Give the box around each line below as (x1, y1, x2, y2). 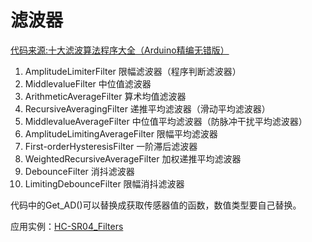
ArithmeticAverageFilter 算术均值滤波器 (24, 90, 187, 102)
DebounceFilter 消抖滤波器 (24, 165, 135, 177)
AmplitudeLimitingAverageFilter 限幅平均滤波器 (24, 127, 218, 140)
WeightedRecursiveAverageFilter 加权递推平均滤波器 (24, 152, 242, 165)
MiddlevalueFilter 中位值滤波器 (24, 77, 152, 90)
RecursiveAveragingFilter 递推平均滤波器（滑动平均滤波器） (24, 102, 271, 115)
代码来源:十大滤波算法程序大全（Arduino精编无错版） (10, 44, 230, 56)
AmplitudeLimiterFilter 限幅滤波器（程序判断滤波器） (24, 65, 242, 77)
